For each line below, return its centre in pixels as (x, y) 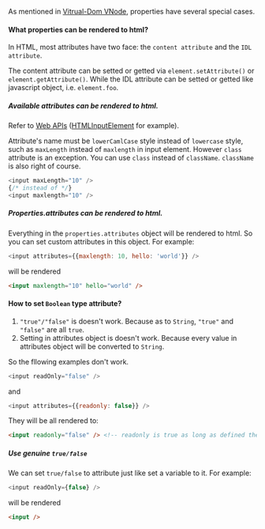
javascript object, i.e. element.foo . (63, 88)
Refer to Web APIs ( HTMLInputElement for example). (94, 126)
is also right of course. (45, 166)
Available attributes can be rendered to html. (84, 105)
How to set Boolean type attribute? (65, 304)
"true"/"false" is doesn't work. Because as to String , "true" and (127, 321)
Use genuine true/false (48, 453)
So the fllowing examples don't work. (68, 361)
